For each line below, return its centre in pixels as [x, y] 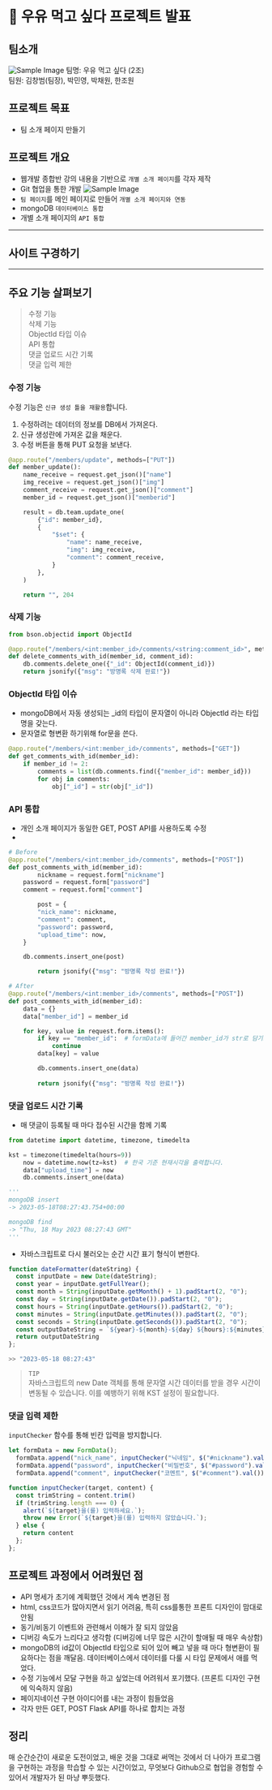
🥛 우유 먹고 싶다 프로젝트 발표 [100, 17]
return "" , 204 [49, 595]
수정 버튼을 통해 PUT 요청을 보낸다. [76, 444]
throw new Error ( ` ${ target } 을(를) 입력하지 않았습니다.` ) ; [115, 1518]
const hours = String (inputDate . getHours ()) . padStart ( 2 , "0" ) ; [125, 1307]
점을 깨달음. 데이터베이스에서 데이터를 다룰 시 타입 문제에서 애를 [149, 1658]
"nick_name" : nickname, [77, 912]
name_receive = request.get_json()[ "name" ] [98, 475]
